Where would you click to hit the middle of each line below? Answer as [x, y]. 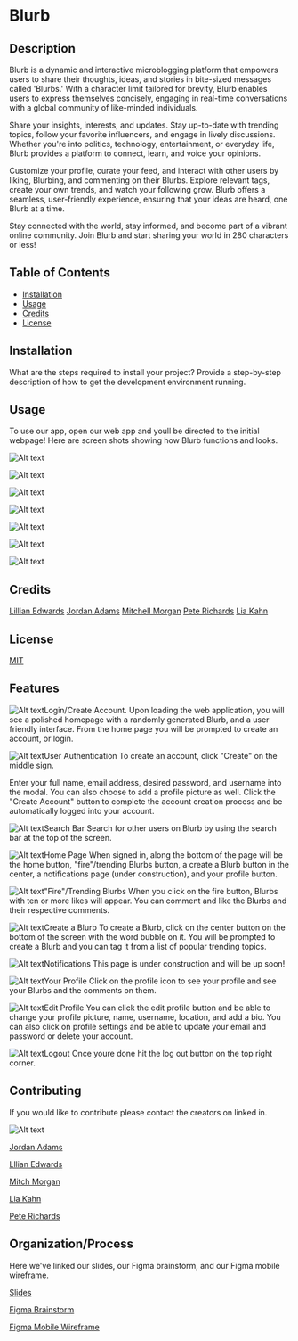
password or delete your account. [71, 1036]
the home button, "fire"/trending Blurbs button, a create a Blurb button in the [149, 864]
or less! [23, 245]
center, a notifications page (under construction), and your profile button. [143, 874]
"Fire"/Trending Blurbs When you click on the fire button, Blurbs [161, 891]
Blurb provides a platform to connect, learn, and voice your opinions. [135, 153]
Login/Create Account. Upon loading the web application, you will [164, 710]
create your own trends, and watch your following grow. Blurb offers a [137, 189]
